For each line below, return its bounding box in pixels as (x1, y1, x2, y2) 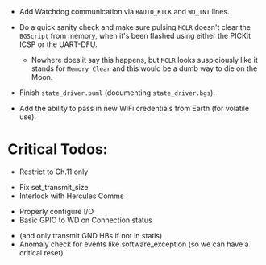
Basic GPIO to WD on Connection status (19, 215, 152, 225)
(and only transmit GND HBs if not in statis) (19, 230, 163, 240)
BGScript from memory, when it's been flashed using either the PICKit (19, 31, 251, 40)
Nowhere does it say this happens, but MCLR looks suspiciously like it (31, 56, 259, 64)
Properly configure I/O (19, 206, 94, 216)
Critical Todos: (7, 140, 108, 159)
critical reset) (19, 247, 64, 257)
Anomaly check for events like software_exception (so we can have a (19, 239, 249, 249)
